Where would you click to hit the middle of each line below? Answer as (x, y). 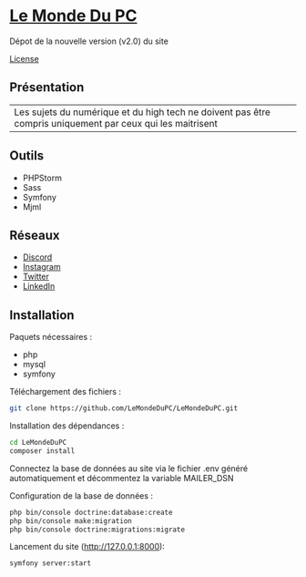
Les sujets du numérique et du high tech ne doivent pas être (143, 112)
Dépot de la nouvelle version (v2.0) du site (89, 41)
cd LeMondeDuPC (38, 443)
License (24, 58)
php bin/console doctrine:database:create (91, 512)
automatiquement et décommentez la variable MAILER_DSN (122, 478)
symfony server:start (51, 563)
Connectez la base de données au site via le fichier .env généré (129, 468)
